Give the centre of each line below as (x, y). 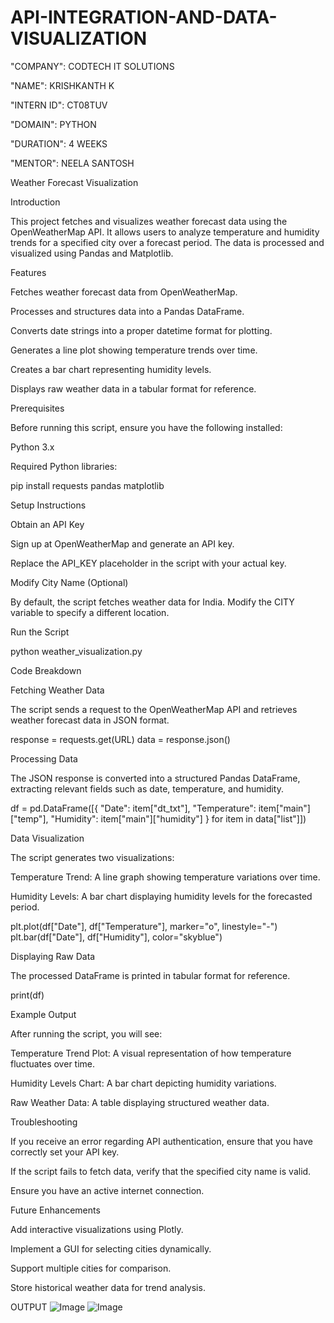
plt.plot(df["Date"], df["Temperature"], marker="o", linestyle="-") (144, 926)
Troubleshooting (44, 1122)
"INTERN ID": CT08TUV (59, 105)
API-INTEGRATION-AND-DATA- (144, 17)
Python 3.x (32, 447)
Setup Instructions (48, 505)
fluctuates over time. (53, 1063)
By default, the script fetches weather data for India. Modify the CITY (152, 602)
